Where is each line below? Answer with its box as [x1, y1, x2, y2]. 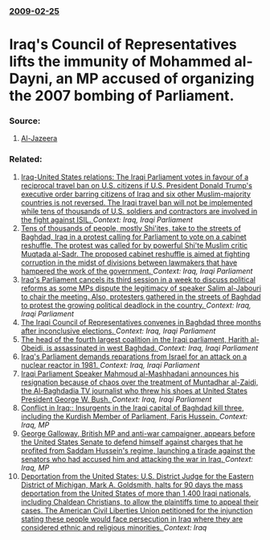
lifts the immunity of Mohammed [9, 52, 231, 71]
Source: [9, 115, 41, 126]
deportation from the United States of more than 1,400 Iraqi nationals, [20, 488, 252, 498]
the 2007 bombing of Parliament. [9, 87, 235, 105]
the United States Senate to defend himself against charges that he [20, 437, 243, 447]
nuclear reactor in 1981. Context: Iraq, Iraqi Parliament [20, 360, 200, 369]
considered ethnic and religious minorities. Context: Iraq [20, 522, 207, 532]
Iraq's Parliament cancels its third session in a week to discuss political [20, 274, 256, 284]
